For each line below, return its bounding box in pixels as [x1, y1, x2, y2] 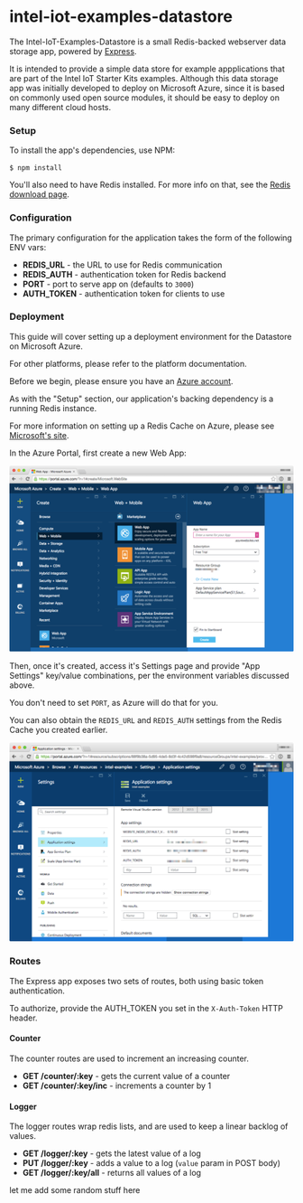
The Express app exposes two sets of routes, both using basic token [9, 975, 264, 986]
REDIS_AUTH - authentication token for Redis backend [22, 268, 227, 279]
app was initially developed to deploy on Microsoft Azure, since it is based [9, 82, 286, 93]
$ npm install [9, 164, 63, 173]
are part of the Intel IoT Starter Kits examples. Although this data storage [9, 72, 279, 83]
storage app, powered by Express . [9, 45, 137, 56]
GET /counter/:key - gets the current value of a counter [22, 1071, 231, 1082]
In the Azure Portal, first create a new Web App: [9, 447, 187, 458]
